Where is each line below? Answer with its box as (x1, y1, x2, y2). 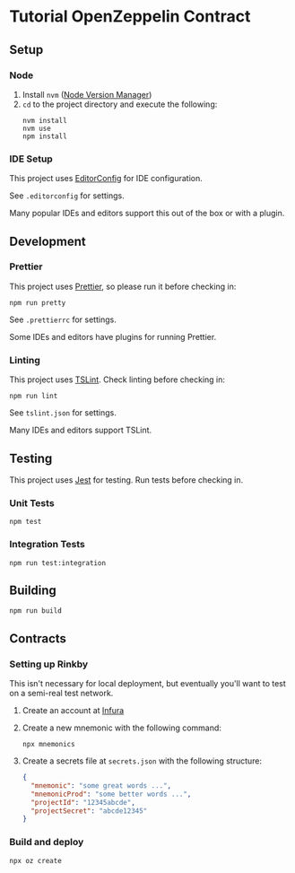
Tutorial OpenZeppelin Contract (9, 6, 251, 27)
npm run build (9, 607, 63, 615)
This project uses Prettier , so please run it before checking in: (9, 281, 237, 292)
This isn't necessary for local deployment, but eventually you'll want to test (9, 678, 287, 689)
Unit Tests (9, 496, 56, 509)
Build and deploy (9, 836, 84, 849)
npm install (22, 132, 67, 141)
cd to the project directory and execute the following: (22, 99, 218, 109)
